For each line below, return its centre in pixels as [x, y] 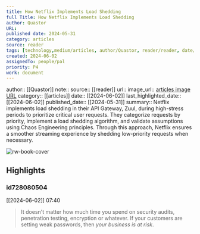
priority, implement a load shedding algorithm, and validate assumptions [95, 121]
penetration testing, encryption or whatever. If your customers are [101, 218]
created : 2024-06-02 [32, 56]
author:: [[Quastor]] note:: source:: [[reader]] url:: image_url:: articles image [98, 89]
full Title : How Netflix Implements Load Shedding [70, 17]
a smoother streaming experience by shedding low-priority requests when [97, 134]
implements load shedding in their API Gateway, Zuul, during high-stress [95, 108]
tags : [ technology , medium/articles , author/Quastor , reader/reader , [93, 51]
